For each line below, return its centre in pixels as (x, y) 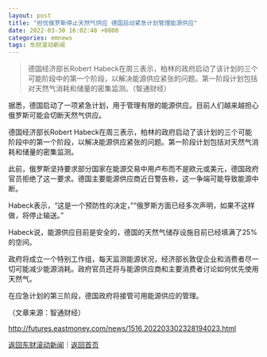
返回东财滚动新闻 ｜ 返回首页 (54, 345)
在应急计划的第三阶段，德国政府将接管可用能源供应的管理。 (106, 296)
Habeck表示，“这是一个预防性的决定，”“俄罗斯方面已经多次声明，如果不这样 (132, 205)
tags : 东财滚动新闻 (37, 45)
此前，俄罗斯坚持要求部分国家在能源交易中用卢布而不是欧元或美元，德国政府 (133, 169)
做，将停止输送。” (36, 216)
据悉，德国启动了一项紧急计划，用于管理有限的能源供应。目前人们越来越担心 (133, 106)
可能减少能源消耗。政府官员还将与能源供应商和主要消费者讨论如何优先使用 (137, 269)
